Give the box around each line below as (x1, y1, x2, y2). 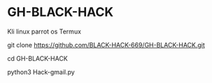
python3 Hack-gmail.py (7, 68, 75, 76)
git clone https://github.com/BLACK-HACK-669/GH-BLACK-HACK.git (7, 40, 205, 49)
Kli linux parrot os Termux (7, 27, 82, 36)
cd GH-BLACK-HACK (7, 54, 68, 63)
